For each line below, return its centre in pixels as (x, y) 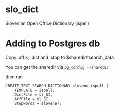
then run (14, 77)
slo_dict (22, 9)
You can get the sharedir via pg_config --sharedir (57, 67)
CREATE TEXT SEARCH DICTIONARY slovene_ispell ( (57, 86)
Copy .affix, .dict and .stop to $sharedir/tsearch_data (60, 57)
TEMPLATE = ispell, (35, 90)
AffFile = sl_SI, (32, 99)
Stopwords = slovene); (38, 103)
